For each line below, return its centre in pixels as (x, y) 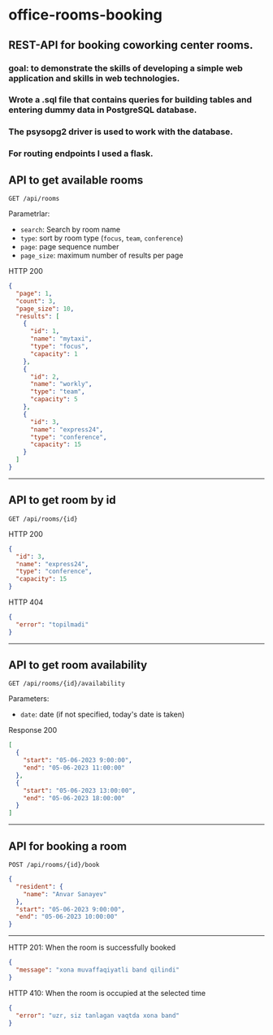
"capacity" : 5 (54, 400)
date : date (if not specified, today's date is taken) (102, 715)
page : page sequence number (69, 247)
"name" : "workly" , (61, 384)
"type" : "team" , (57, 392)
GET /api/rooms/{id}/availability (67, 684)
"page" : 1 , (34, 293)
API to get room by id (62, 500)
